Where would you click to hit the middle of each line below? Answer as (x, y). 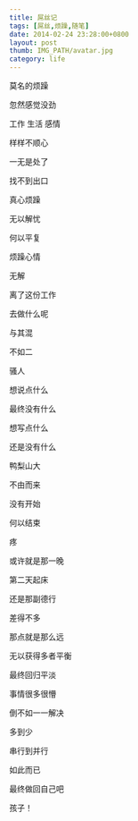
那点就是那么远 (37, 637)
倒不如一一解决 (37, 713)
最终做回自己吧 (37, 789)
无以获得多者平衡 (41, 656)
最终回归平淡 (32, 675)
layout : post (33, 42)
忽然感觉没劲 (32, 105)
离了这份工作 (32, 295)
